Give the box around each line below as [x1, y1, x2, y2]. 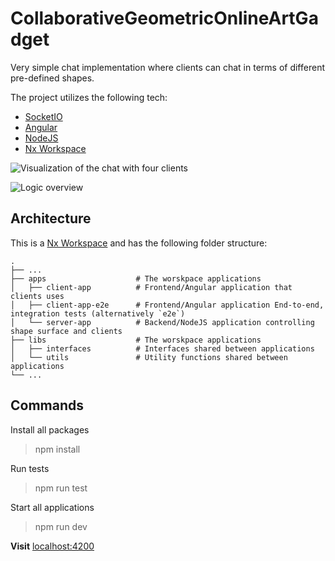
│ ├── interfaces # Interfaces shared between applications [10, 343, 315, 354]
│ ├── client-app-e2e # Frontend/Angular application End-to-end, [10, 300, 325, 310]
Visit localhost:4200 [10, 540, 95, 552]
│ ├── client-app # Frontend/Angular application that [10, 282, 293, 292]
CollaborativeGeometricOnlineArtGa [10, 7, 319, 30]
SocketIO [24, 110, 63, 122]
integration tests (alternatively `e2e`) [10, 308, 186, 319]
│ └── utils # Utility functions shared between [10, 352, 288, 362]
